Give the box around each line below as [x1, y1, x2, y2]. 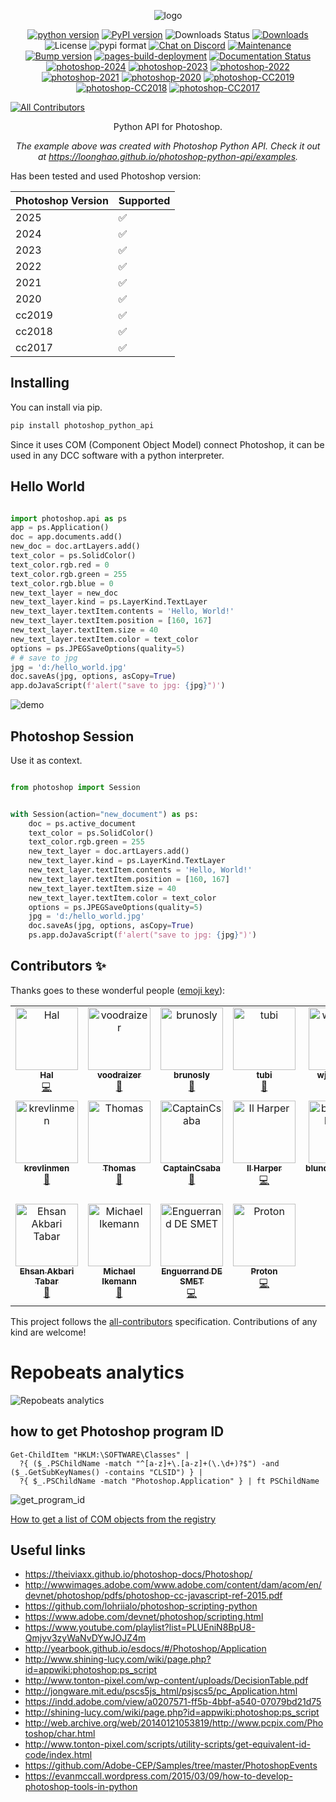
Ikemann [101, 1275, 137, 1287]
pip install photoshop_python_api [10, 420, 155, 430]
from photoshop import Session [10, 782, 141, 792]
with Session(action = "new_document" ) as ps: [10, 809, 199, 819]
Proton [250, 1265, 278, 1277]
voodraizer [97, 1069, 142, 1080]
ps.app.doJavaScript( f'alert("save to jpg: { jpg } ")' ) [28, 930, 257, 940]
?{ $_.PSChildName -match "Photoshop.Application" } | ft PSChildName [19, 1476, 320, 1486]
